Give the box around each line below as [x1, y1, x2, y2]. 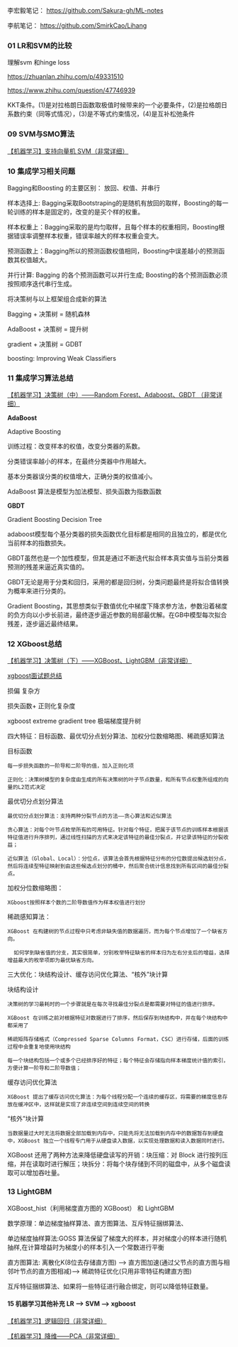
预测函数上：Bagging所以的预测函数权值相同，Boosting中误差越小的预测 [7, 246, 219, 255]
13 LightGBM [7, 1187, 52, 1196]
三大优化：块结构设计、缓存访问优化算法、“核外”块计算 [7, 970, 169, 978]
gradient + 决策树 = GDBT [7, 339, 83, 348]
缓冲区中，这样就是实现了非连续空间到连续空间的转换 [17, 1101, 150, 1108]
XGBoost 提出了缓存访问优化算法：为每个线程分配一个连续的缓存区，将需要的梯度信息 [7, 1094, 223, 1101]
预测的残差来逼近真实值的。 [7, 563, 89, 572]
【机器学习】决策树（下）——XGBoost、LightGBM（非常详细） [7, 656, 193, 665]
